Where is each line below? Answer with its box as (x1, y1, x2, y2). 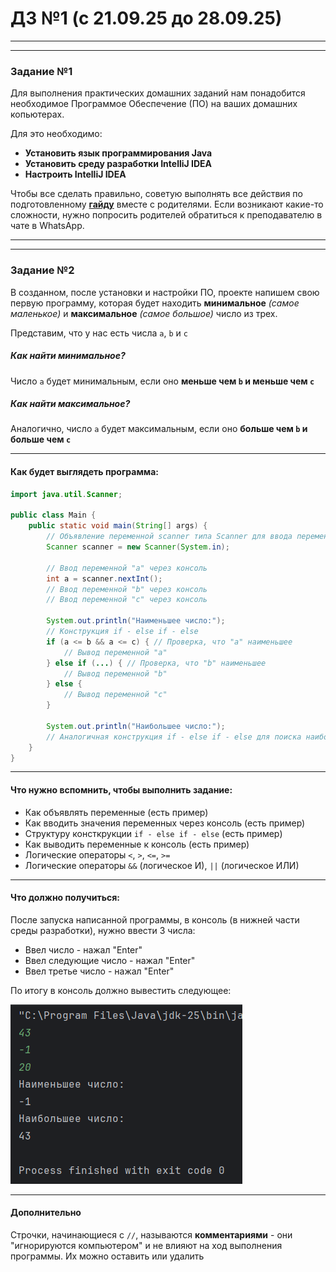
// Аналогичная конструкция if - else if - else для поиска (46, 732, 302, 742)
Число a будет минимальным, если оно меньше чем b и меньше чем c (10, 375, 315, 387)
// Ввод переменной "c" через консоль (46, 595, 208, 605)
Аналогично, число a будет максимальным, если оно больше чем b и (10, 423, 308, 435)
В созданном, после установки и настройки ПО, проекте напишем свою (10, 286, 320, 298)
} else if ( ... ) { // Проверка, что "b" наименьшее (46, 658, 267, 668)
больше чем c (10, 433, 72, 446)
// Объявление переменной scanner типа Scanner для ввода (46, 532, 293, 542)
